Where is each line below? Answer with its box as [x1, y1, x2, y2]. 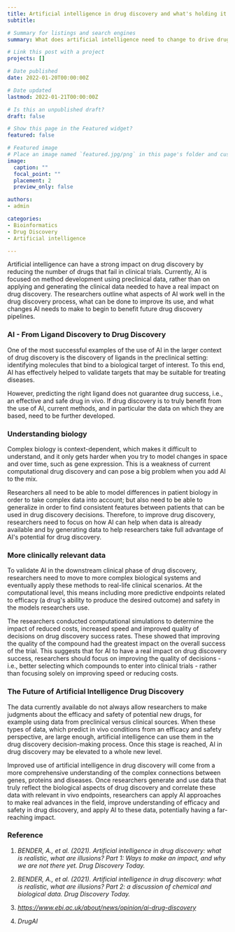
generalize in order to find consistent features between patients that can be [7, 502, 225, 512]
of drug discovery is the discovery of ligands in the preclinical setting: [7, 353, 208, 362]
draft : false [7, 113, 45, 120]
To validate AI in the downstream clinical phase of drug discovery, [7, 566, 197, 575]
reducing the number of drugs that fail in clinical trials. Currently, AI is [7, 268, 208, 276]
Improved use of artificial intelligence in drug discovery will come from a [7, 761, 215, 769]
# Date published [7, 68, 58, 75]
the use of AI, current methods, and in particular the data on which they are [7, 404, 225, 412]
